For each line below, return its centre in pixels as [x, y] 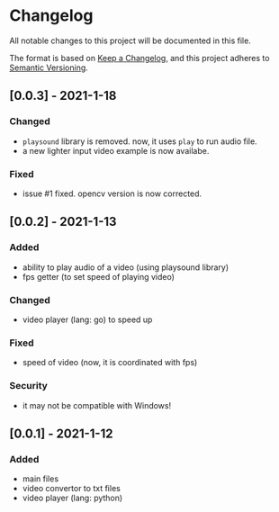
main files [40, 479]
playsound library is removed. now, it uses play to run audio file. [140, 141]
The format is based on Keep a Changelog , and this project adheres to [139, 58]
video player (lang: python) [72, 498]
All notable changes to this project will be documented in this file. [130, 40]
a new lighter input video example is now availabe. [116, 150]
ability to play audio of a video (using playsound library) [126, 267]
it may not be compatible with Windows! [97, 405]
